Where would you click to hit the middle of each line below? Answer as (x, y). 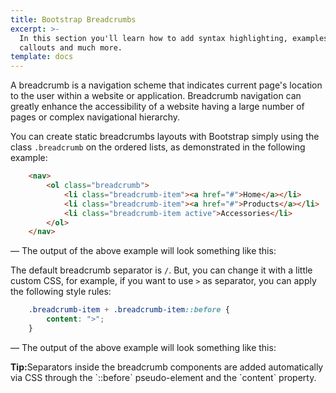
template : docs (42, 57)
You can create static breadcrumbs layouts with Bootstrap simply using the (165, 137)
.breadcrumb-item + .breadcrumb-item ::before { (129, 310)
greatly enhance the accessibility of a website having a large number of (157, 107)
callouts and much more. (71, 47)
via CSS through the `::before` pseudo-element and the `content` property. (163, 377)
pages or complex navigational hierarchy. (95, 117)
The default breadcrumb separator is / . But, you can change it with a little (161, 270)
